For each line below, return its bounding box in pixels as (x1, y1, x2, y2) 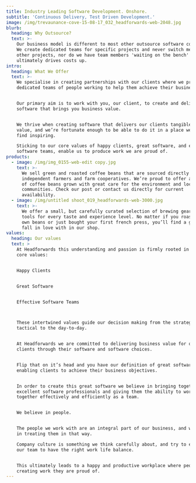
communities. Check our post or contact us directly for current (21, 187, 184, 193)
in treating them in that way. (16, 431, 93, 437)
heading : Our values (11, 235, 61, 242)
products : (6, 154, 30, 160)
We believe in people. (16, 410, 72, 416)
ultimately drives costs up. (16, 57, 87, 63)
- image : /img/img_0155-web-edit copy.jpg (11, 159, 116, 165)
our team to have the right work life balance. (16, 447, 134, 453)
